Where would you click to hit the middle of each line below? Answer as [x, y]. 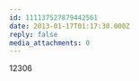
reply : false [34, 34]
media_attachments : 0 [50, 43]
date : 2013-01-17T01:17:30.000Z [69, 26]
